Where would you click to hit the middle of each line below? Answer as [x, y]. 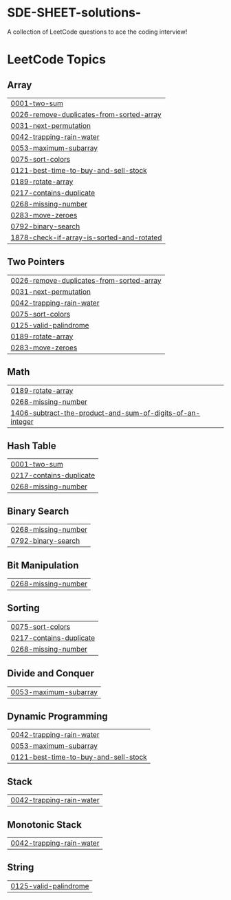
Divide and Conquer [51, 673]
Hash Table [32, 446]
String [21, 867]
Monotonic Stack [45, 825]
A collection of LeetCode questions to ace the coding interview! [97, 32]
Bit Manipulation [43, 565]
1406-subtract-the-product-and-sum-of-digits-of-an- [106, 413]
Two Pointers [36, 262]
